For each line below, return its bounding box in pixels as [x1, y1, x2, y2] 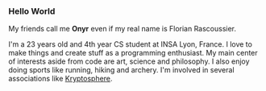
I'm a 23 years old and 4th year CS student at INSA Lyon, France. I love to [8, 39, 252, 49]
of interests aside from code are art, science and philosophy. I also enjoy [8, 56, 250, 66]
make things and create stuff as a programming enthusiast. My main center [8, 48, 258, 58]
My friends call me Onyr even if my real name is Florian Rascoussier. [8, 24, 236, 34]
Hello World [8, 6, 56, 17]
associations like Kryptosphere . [8, 74, 113, 84]
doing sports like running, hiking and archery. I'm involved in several [8, 65, 235, 75]
